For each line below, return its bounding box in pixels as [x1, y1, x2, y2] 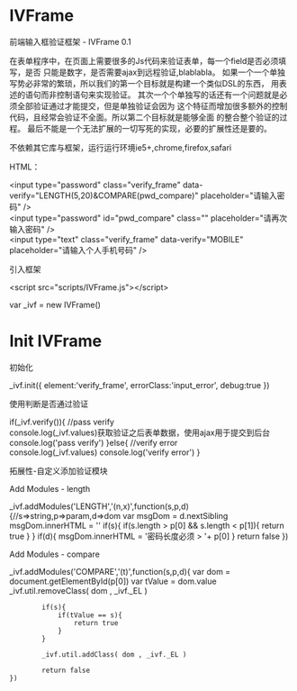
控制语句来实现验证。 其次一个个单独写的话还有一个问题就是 [56, 89, 280, 100]
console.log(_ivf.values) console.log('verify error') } [9, 447, 201, 458]
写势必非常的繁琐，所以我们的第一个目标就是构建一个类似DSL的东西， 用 [9, 77, 279, 88]
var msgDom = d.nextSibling [122, 510, 229, 521]
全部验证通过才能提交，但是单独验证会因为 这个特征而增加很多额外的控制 [16, 100, 288, 111]
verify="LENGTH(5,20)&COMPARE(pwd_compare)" [9, 190, 199, 201]
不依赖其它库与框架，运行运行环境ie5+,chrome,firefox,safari [9, 141, 232, 153]
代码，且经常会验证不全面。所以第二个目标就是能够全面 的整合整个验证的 [9, 112, 280, 123]
